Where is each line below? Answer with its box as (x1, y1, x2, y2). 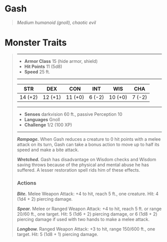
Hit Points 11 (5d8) (24, 63, 63, 69)
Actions (16, 179, 37, 186)
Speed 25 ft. (24, 68, 50, 75)
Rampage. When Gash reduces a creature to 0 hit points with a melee (16, 136, 161, 142)
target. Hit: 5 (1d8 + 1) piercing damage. (16, 232, 98, 238)
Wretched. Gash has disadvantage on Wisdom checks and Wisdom (16, 156, 157, 162)
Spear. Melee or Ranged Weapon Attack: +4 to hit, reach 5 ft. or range (16, 206, 162, 212)
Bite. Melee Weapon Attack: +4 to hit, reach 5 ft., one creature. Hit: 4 (16, 191, 159, 197)
